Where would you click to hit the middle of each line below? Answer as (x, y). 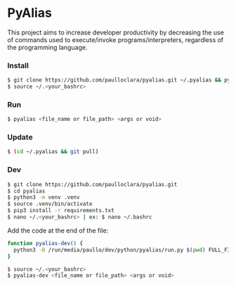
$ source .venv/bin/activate (50, 204)
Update (20, 137)
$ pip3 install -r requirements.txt (61, 211)
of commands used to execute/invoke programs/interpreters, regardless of (116, 39)
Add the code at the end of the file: (58, 230)
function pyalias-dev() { (45, 243)
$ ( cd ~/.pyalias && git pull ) (53, 152)
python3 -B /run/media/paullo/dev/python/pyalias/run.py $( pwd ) (110, 250)
